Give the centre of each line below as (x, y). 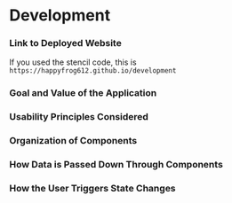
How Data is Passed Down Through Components (116, 165)
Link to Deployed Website (65, 43)
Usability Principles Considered (79, 117)
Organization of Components (73, 141)
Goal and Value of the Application (83, 93)
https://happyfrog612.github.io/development (93, 71)
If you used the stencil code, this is (73, 62)
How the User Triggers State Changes (92, 189)
